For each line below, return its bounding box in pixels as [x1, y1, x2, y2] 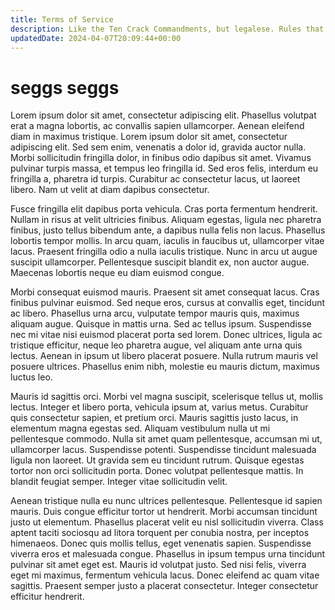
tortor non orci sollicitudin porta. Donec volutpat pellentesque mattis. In [10, 465, 304, 477]
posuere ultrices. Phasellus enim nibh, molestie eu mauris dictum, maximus [10, 361, 320, 373]
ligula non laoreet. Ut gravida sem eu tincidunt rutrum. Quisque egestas [10, 454, 305, 466]
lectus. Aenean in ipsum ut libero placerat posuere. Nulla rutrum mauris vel [10, 350, 318, 362]
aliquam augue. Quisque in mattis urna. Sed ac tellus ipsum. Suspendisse [10, 318, 312, 330]
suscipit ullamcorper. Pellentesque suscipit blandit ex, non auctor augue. [10, 256, 310, 268]
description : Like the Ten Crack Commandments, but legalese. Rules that [10, 24, 325, 34]
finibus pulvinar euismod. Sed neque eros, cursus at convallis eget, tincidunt [10, 297, 326, 309]
